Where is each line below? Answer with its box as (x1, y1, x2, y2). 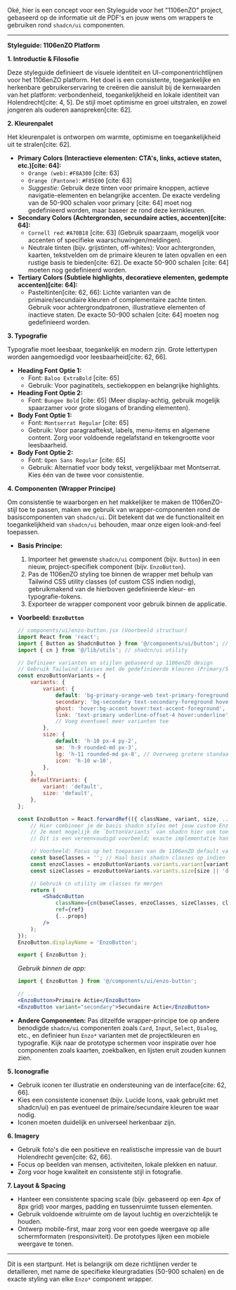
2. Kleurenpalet (7, 119, 54, 127)
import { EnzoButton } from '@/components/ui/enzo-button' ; (17, 978, 197, 985)
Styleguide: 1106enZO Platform (7, 41, 100, 49)
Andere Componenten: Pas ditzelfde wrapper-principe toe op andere (17, 1016, 220, 1025)
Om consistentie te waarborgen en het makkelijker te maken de (7, 498, 190, 506)
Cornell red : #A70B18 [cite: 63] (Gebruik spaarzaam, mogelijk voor (27, 228, 220, 237)
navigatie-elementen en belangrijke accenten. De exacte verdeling (27, 191, 221, 199)
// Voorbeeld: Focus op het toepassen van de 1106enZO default (30, 848, 219, 855)
